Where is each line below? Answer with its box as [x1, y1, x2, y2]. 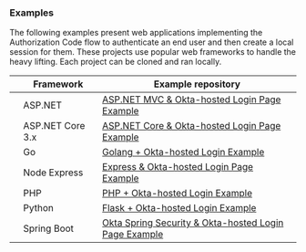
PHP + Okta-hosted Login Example [101, 187, 253, 200]
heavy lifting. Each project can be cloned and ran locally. [9, 57, 222, 68]
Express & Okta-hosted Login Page [101, 161, 253, 173]
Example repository [153, 78, 241, 90]
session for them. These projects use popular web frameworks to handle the [9, 47, 297, 58]
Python [23, 202, 55, 215]
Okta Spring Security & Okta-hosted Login [101, 216, 284, 229]
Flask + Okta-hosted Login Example [101, 202, 257, 215]
